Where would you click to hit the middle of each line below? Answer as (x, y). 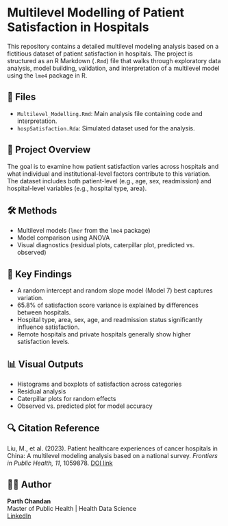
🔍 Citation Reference (53, 428)
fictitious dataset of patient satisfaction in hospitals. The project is (100, 54)
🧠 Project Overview (49, 150)
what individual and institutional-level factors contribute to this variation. (109, 174)
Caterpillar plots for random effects (66, 399)
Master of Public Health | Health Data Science (72, 508)
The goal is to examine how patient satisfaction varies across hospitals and (113, 166)
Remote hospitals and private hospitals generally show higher (104, 334)
